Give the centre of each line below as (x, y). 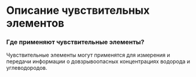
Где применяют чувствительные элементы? (75, 42)
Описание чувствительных (78, 11)
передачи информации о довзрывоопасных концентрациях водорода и (98, 61)
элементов (35, 23)
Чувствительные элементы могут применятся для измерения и (88, 55)
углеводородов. (27, 68)
